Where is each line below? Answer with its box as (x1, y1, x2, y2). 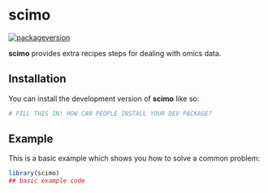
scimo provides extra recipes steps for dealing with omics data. (8, 48, 222, 58)
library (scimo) (8, 169, 60, 178)
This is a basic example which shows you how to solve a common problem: (8, 153, 260, 164)
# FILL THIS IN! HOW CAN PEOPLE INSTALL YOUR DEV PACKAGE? (8, 109, 213, 117)
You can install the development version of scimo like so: (8, 94, 200, 103)
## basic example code (8, 177, 85, 185)
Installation (8, 72, 67, 86)
